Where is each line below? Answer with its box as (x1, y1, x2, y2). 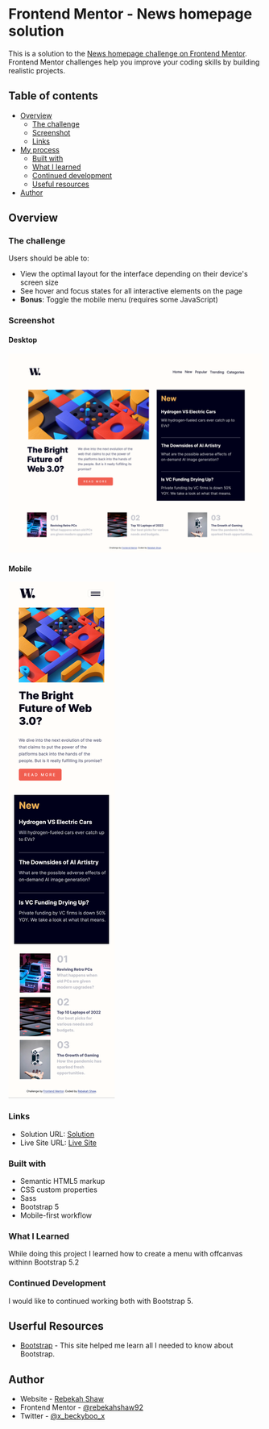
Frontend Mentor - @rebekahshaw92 (19, 1402, 143, 1412)
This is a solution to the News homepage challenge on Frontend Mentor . (8, 48, 247, 58)
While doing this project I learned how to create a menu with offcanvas (8, 1249, 243, 1259)
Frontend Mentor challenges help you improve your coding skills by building (8, 57, 260, 67)
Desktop (8, 335, 38, 344)
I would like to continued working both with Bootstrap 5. (8, 1296, 193, 1306)
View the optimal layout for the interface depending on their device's (19, 269, 248, 279)
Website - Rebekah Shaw (19, 1394, 105, 1404)
